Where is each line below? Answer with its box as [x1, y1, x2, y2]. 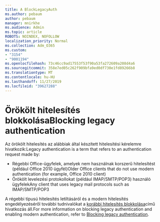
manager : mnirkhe [5, 20, 40, 26]
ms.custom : [5, 48, 27, 52]
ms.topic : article [5, 30, 42, 34]
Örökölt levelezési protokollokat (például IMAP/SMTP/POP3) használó [12, 176, 151, 182]
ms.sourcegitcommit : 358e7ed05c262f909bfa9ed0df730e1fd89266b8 [5, 66, 135, 71]
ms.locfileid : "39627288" [5, 83, 57, 89]
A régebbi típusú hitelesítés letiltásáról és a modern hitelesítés [5, 196, 129, 202]
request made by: [5, 151, 40, 158]
